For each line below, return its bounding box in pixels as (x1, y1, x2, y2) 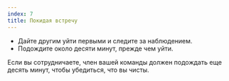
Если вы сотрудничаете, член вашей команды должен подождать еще (7, 58, 223, 66)
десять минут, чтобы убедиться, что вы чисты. (7, 65, 149, 74)
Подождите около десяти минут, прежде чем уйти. (17, 44, 174, 53)
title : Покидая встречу (7, 17, 78, 24)
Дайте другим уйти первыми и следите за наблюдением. (17, 36, 193, 45)
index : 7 (7, 10, 33, 18)
